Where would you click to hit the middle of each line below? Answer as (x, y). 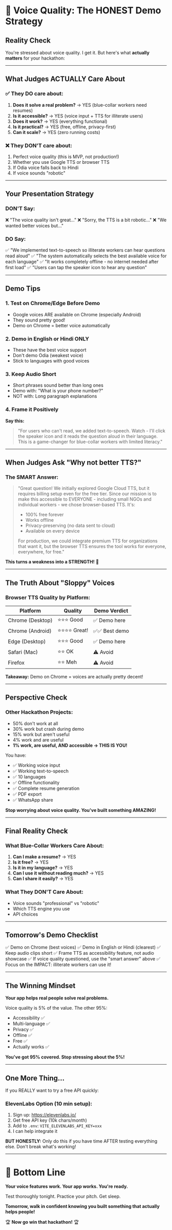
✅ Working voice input (36, 765)
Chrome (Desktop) (30, 620)
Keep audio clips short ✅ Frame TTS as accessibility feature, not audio (80, 953)
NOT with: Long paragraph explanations (55, 396)
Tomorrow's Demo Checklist (52, 935)
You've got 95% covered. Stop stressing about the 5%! (65, 1057)
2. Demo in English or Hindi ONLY (47, 338)
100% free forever (45, 515)
